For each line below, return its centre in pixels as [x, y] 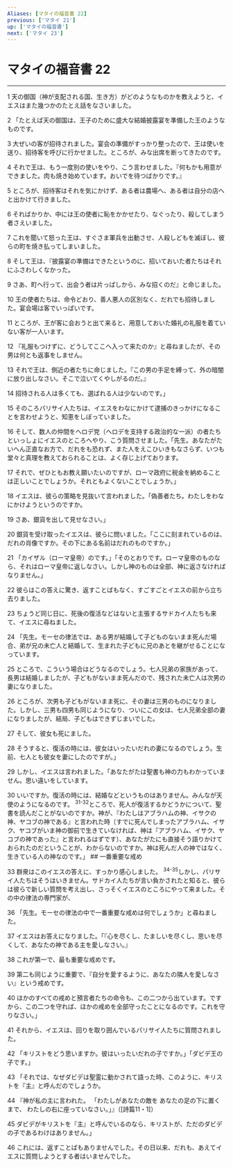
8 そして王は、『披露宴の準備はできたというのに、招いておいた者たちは [108, 261]
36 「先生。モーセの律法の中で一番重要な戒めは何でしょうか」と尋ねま [109, 912]
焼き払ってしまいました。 [68, 246]
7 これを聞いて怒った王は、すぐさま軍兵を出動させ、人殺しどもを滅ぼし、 [113, 238]
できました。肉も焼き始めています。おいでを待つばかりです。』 [96, 176]
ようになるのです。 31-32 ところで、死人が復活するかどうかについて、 [118, 803]
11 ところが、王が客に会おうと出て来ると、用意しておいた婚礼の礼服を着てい [116, 323]
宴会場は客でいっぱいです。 [59, 308]
